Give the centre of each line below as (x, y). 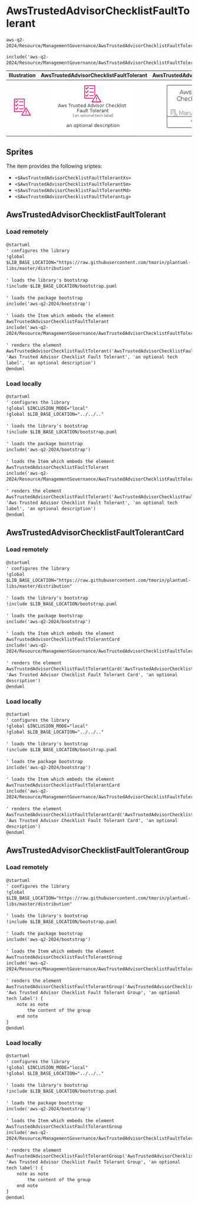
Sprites (20, 152)
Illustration (22, 76)
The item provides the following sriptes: (54, 166)
